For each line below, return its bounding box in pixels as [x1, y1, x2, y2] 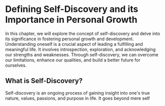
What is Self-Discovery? [5, 77, 83, 85]
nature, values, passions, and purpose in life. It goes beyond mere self [5, 95, 150, 101]
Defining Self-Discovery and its [5, 3, 138, 15]
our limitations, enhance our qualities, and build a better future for [5, 57, 141, 63]
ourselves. [5, 62, 27, 68]
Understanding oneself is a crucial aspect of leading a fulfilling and [5, 41, 143, 47]
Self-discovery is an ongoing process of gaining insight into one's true [5, 90, 150, 96]
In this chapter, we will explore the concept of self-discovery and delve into [5, 30, 160, 36]
